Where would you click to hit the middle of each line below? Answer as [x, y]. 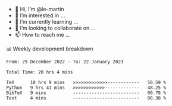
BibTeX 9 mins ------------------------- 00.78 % [86, 93]
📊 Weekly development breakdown [50, 49]
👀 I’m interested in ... [40, 15]
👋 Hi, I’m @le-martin [39, 9]
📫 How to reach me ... [42, 35]
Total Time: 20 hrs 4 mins [40, 72]
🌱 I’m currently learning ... [46, 22]
